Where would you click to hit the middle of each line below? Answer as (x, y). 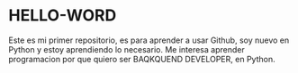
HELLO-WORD (63, 16)
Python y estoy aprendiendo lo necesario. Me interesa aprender (126, 49)
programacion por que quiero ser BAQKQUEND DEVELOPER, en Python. (142, 59)
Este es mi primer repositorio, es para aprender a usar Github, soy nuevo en (149, 40)
